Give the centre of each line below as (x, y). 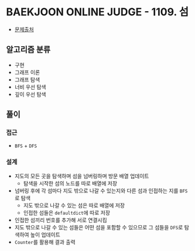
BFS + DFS (25, 146)
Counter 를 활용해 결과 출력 (45, 242)
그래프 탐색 (27, 79)
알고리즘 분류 (28, 50)
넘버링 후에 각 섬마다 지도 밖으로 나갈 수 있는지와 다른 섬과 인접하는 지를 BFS (101, 191)
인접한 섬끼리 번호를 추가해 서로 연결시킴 (61, 220)
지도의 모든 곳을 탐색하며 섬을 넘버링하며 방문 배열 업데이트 (82, 176)
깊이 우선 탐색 (30, 94)
